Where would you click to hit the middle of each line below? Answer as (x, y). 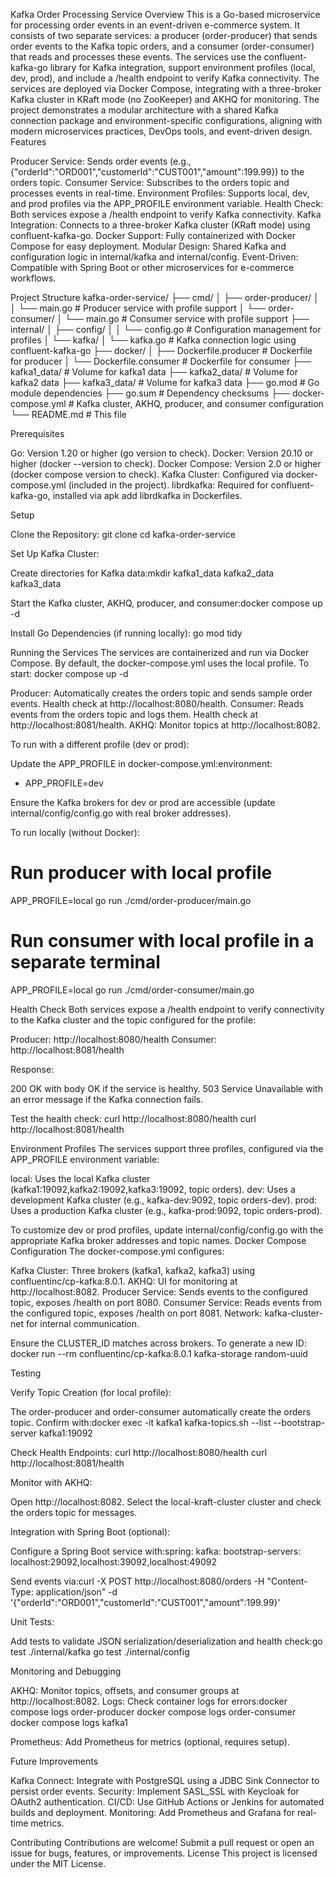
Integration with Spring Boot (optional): (90, 1531)
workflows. (33, 278)
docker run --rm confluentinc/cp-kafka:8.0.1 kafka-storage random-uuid (159, 1353)
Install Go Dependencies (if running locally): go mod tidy (126, 633)
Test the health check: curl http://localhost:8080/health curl (133, 1118)
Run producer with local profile (141, 873)
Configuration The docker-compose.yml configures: (117, 1251)
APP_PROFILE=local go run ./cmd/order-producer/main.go (131, 900)
